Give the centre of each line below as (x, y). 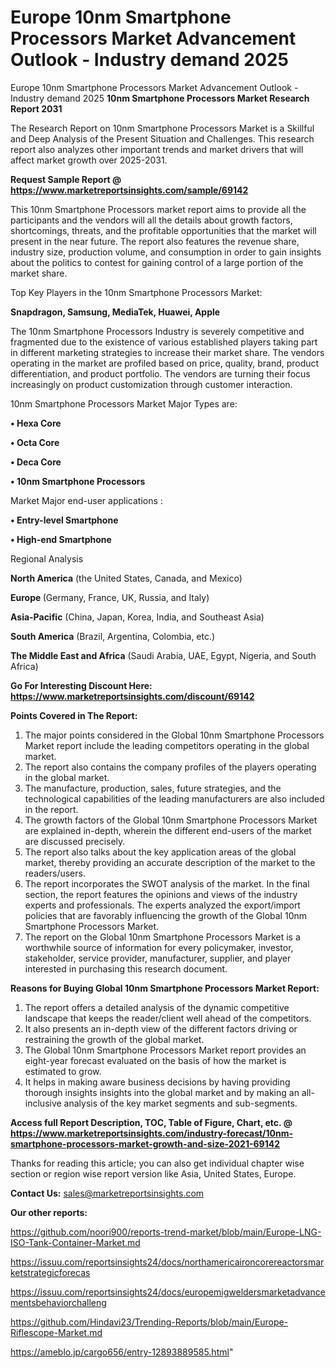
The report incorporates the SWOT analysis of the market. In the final (167, 883)
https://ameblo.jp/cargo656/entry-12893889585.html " (122, 1352)
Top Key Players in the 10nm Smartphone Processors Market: (136, 292)
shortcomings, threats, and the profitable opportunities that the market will (163, 230)
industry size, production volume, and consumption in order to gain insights (166, 252)
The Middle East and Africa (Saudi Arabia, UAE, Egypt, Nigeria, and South (163, 655)
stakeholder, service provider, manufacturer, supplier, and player (158, 958)
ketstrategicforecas (50, 1272)
